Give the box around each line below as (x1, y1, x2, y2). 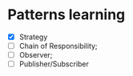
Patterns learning (7, 6, 126, 24)
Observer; (18, 50, 53, 60)
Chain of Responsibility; (18, 42, 98, 50)
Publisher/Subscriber (18, 59, 90, 69)
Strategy (18, 32, 48, 42)
